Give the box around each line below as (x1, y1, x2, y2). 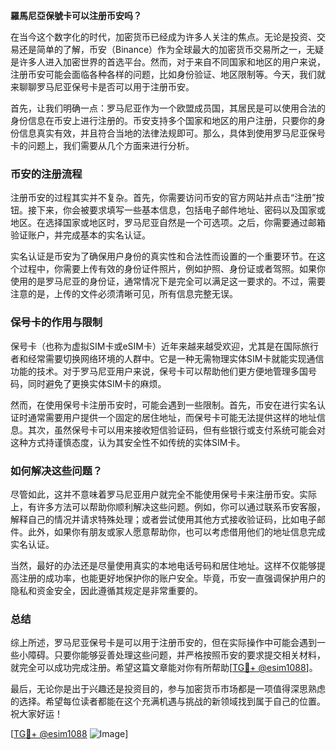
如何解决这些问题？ (10, 464, 103, 478)
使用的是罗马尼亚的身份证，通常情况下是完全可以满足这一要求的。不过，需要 (10, 275, 326, 288)
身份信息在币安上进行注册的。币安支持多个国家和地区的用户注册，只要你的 (10, 115, 317, 126)
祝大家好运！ (10, 708, 63, 720)
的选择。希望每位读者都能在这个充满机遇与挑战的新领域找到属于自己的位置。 (10, 695, 326, 708)
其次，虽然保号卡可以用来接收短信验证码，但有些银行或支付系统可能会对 (27, 424, 326, 436)
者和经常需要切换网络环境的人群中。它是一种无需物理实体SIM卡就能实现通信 (10, 352, 325, 364)
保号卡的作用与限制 (10, 315, 103, 329)
